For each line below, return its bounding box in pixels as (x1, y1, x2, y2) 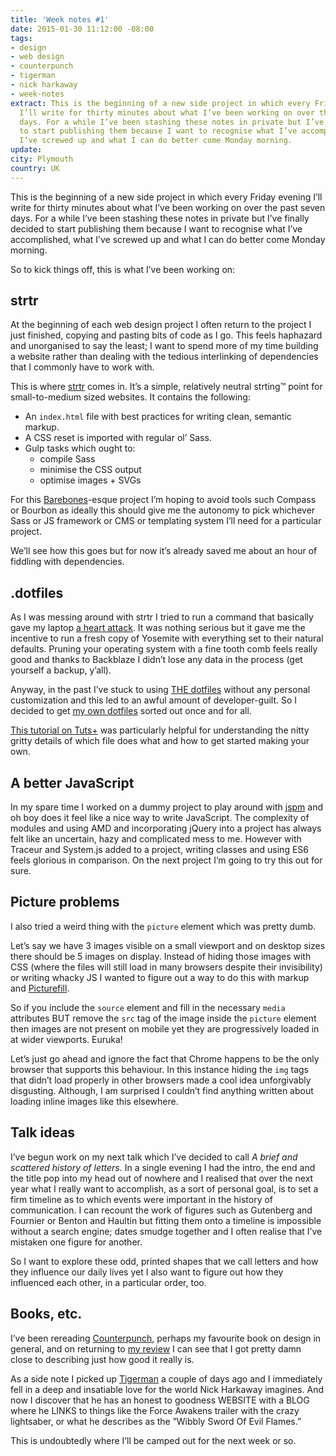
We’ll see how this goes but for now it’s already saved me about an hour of (10, 545, 318, 557)
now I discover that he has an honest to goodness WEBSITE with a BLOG (10, 1394, 310, 1406)
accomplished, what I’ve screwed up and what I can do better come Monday (10, 233, 326, 245)
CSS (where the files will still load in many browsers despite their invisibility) (10, 961, 323, 973)
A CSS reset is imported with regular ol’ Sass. (24, 432, 212, 444)
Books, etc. (10, 1306, 83, 1323)
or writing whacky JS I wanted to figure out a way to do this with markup (10, 971, 310, 983)
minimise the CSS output (39, 464, 142, 476)
